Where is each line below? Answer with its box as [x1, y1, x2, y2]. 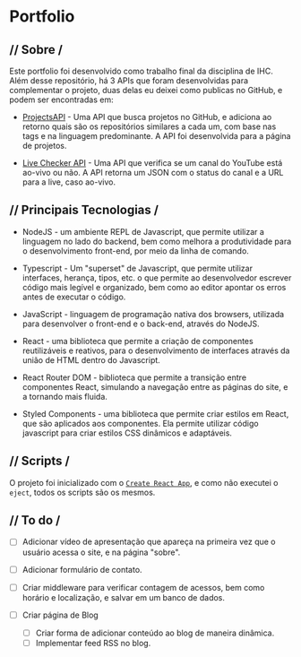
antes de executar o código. [21, 291, 126, 302]
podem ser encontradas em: [9, 94, 114, 105]
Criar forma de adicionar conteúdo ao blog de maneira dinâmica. [35, 627, 275, 638]
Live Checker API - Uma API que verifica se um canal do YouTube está [21, 158, 283, 168]
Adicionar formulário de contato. [21, 564, 142, 575]
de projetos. [21, 141, 67, 151]
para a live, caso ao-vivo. [21, 177, 116, 187]
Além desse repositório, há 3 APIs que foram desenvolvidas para [9, 75, 249, 86]
